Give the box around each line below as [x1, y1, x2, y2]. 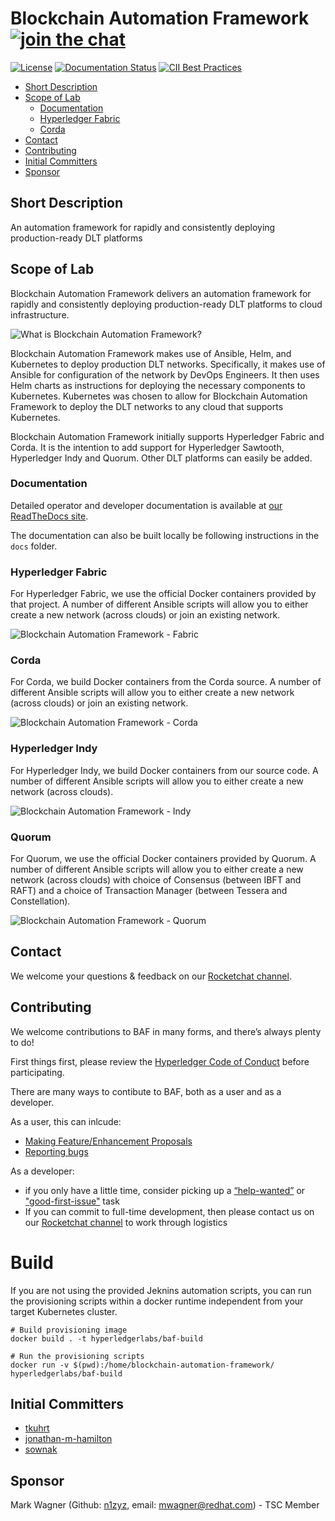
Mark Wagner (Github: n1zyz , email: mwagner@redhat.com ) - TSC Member [10, 1499, 320, 1511]
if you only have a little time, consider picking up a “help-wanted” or [24, 1184, 306, 1196]
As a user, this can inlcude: [10, 1115, 122, 1127]
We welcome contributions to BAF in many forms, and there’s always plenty [10, 1025, 322, 1037]
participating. [10, 1066, 65, 1078]
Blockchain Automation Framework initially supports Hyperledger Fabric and [10, 430, 325, 442]
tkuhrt [24, 1422, 50, 1434]
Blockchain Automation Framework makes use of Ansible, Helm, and [10, 347, 292, 359]
